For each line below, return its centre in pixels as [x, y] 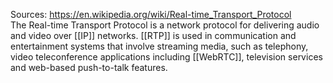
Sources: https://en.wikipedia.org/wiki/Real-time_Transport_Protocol [151, 14]
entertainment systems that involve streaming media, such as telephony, [159, 46]
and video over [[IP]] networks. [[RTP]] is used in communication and [153, 35]
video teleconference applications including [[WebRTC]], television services [166, 57]
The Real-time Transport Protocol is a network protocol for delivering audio [165, 25]
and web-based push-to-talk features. [89, 67]
